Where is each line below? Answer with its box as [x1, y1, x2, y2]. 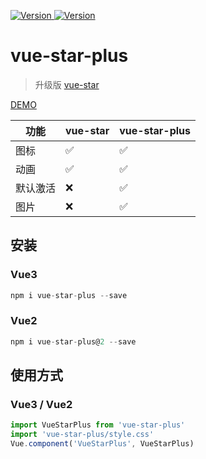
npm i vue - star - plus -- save [10, 290, 128, 300]
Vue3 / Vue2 [10, 397, 73, 411]
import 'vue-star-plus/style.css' [10, 430, 155, 440]
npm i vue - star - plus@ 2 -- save [10, 336, 137, 347]
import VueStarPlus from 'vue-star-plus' [10, 420, 186, 430]
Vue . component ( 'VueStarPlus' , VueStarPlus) [10, 439, 195, 449]
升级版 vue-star [34, 78, 100, 90]
